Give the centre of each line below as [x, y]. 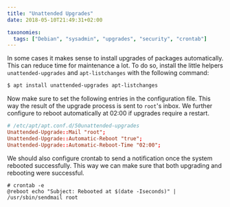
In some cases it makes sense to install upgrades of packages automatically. [115, 58]
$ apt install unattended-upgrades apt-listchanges [82, 86]
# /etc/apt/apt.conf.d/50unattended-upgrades [73, 126]
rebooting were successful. [46, 173]
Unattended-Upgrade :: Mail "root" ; [57, 132]
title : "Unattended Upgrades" [50, 13]
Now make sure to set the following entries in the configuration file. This [109, 99]
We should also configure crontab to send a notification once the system [110, 158]
